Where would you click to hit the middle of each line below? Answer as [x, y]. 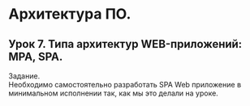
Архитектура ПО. [70, 14]
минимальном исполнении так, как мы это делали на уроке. [114, 93]
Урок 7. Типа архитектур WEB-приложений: [125, 44]
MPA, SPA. [36, 56]
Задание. [24, 76]
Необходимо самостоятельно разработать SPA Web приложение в [125, 85]
